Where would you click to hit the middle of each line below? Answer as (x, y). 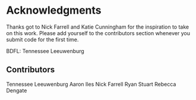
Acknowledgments (54, 10)
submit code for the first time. (42, 39)
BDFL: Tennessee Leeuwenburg (45, 51)
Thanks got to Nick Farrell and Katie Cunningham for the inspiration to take (97, 27)
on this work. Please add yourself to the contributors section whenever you (98, 33)
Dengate (17, 90)
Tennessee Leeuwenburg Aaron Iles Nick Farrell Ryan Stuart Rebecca (91, 84)
